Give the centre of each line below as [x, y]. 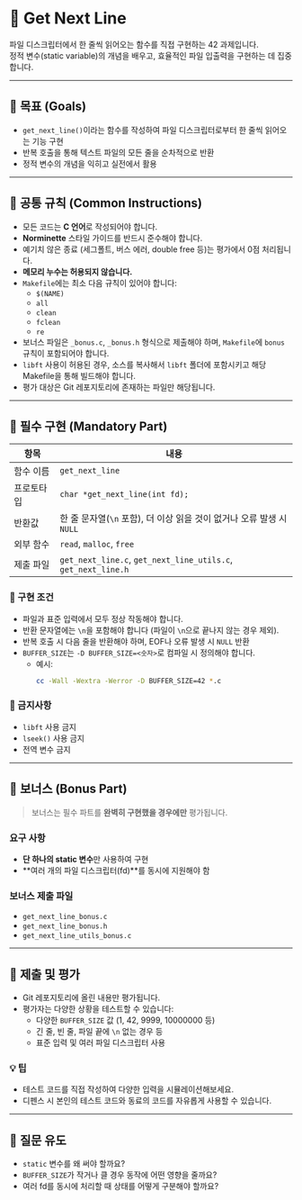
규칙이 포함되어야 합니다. [66, 353]
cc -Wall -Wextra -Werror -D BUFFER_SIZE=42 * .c [129, 681]
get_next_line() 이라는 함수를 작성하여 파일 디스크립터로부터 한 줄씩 [142, 130]
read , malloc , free [97, 544]
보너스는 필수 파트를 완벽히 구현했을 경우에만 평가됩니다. [129, 812]
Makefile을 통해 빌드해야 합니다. [79, 375]
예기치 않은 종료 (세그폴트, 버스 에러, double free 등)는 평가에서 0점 [141, 249]
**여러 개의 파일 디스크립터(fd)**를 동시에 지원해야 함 [116, 870]
